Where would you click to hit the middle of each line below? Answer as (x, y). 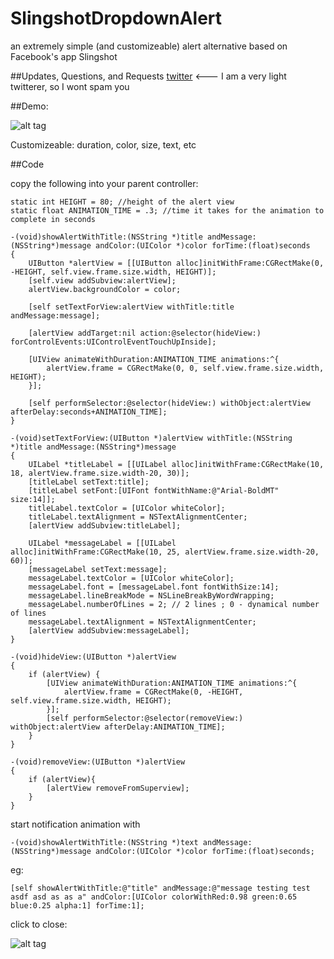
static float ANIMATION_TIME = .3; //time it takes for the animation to (167, 210)
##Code (27, 164)
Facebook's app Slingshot (64, 56)
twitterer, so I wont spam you (70, 86)
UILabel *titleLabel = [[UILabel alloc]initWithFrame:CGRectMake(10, (176, 464)
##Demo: (29, 106)
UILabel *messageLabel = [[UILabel (102, 543)
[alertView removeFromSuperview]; (118, 788)
